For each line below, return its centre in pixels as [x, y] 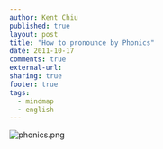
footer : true [34, 84]
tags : [19, 92]
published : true [40, 26]
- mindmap [36, 101]
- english [36, 110]
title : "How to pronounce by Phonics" [82, 43]
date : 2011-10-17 [42, 51]
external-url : [36, 68]
